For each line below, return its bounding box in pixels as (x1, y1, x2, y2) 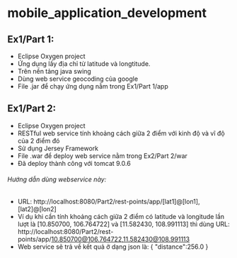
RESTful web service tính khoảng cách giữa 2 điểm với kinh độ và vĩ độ (17, 129, 225, 138)
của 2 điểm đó (17, 136, 60, 145)
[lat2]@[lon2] (17, 205, 57, 213)
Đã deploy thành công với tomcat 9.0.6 (17, 159, 131, 167)
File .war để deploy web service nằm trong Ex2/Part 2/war (17, 151, 187, 160)
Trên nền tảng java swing (17, 67, 92, 75)
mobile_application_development (7, 5, 207, 21)
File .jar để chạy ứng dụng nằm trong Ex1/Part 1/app (17, 82, 168, 90)
